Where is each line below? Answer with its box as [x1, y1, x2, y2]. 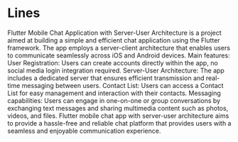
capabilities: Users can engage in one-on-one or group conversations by [7, 96, 221, 104]
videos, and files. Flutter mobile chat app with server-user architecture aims [7, 111, 229, 120]
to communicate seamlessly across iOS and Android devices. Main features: [7, 51, 230, 60]
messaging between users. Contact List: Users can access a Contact [21, 81, 224, 89]
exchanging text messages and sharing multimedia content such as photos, [7, 104, 229, 112]
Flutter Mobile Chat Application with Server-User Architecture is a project [7, 28, 222, 37]
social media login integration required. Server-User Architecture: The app [7, 66, 225, 75]
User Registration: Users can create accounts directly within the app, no [7, 58, 218, 67]
